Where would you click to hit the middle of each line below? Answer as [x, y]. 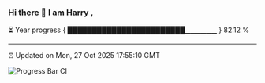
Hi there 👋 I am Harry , [51, 13]
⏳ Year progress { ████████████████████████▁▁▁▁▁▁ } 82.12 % [129, 30]
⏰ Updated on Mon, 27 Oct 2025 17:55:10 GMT [84, 56]
